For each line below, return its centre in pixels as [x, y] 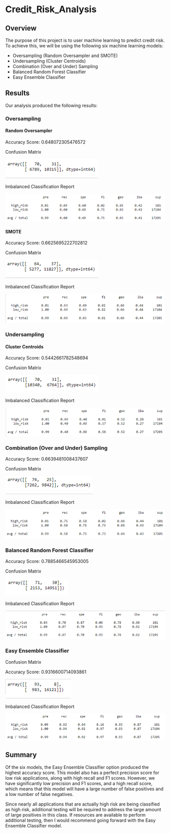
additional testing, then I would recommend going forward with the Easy [80, 820]
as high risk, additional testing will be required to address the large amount [83, 809]
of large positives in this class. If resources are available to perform [76, 815]
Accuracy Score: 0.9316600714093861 [46, 672]
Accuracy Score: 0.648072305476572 [45, 142]
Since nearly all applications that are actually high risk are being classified [82, 804]
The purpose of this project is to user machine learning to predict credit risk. [85, 40]
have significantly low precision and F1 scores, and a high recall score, [79, 783]
